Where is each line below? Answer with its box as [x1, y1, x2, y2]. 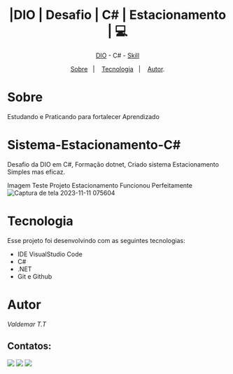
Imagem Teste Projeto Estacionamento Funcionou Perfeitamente [7, 181, 192, 189]
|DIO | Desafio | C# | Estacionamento [9, 7, 226, 23]
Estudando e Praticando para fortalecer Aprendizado [7, 112, 160, 120]
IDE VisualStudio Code [17, 249, 83, 258]
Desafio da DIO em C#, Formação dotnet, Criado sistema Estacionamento [7, 160, 219, 168]
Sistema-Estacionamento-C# [7, 137, 181, 153]
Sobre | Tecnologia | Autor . [70, 64, 165, 73]
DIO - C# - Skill [95, 51, 140, 60]
